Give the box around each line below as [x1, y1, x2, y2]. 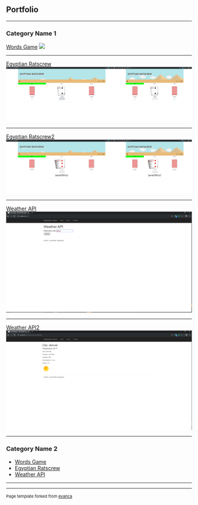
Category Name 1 [6, 29, 57, 37]
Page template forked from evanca [6, 493, 72, 499]
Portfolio [6, 5, 39, 15]
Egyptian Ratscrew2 [6, 133, 55, 141]
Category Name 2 [6, 445, 58, 453]
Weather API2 [6, 324, 40, 331]
